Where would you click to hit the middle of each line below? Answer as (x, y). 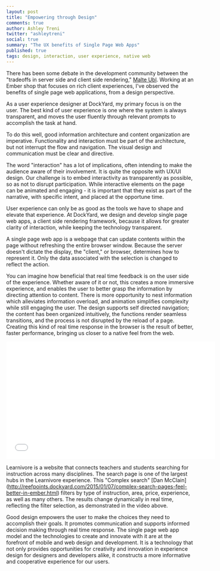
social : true (22, 39)
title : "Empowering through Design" (52, 17)
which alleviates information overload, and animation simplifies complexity (97, 301)
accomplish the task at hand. (42, 122)
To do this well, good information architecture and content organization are (98, 134)
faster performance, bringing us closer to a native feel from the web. (90, 333)
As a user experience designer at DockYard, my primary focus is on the (94, 104)
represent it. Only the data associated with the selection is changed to (92, 258)
